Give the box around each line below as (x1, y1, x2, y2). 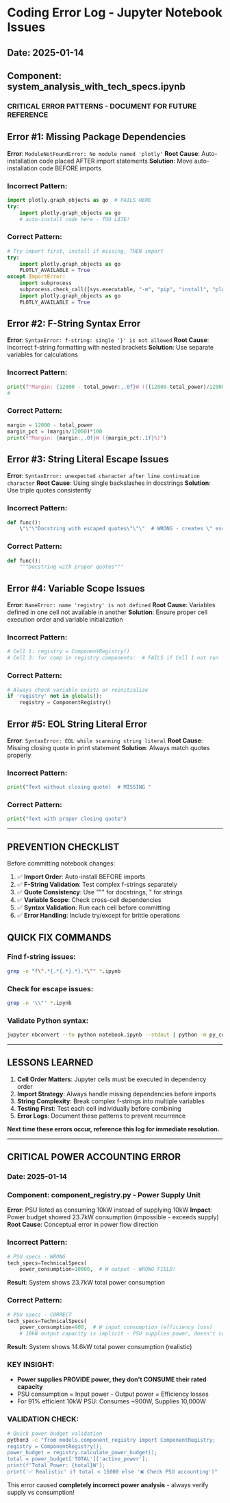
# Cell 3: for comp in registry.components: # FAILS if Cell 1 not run (7, 655, 219, 662)
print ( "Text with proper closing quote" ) (7, 815, 127, 822)
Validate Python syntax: (7, 1015, 89, 1025)
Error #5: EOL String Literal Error (7, 718, 148, 730)
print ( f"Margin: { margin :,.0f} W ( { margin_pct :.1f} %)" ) (7, 434, 167, 441)
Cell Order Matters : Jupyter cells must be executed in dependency (16, 1075, 207, 1083)
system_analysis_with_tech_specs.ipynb (7, 80, 186, 92)
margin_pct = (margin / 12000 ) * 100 (7, 428, 103, 435)
